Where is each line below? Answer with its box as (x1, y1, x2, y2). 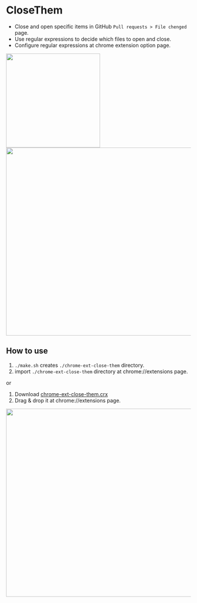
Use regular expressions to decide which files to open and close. (14, 35, 172, 42)
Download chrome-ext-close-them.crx (14, 390, 108, 397)
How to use (6, 346, 48, 356)
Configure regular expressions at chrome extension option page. (14, 42, 171, 49)
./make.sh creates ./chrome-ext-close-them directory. (14, 361, 145, 369)
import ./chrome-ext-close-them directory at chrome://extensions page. (14, 368, 188, 375)
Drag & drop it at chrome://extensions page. (14, 397, 121, 404)
